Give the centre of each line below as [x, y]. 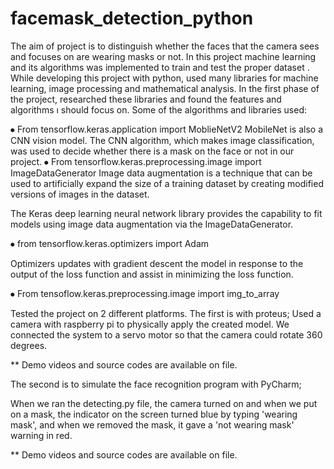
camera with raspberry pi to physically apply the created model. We [150, 324]
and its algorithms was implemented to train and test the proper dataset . [160, 67]
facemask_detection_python [132, 18]
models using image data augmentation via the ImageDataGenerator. [152, 224]
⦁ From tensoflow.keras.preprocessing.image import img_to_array [145, 293]
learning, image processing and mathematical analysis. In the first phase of [165, 88]
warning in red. [41, 435]
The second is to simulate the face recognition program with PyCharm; [156, 384]
